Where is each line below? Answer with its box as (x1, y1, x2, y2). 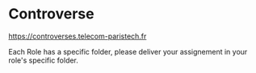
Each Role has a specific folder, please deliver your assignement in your (8, 47, 248, 56)
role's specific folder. (8, 55, 79, 65)
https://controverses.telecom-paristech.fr (8, 31, 147, 41)
